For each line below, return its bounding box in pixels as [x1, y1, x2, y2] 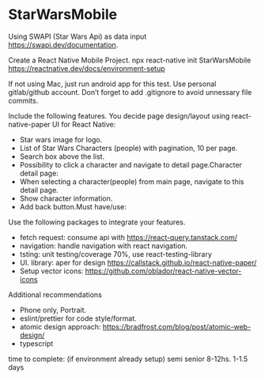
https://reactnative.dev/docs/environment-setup [8, 63, 165, 73]
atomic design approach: [19, 322, 101, 331]
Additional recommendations [8, 290, 103, 299]
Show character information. [19, 194, 113, 203]
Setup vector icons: [19, 266, 84, 276]
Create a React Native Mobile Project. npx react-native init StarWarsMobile [8, 55, 252, 65]
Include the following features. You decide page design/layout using [8, 111, 230, 120]
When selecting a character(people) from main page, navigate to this [19, 176, 244, 186]
